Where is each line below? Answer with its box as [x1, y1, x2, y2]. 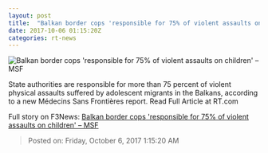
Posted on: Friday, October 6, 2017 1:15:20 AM [27, 136, 179, 146]
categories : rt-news [8, 33, 77, 42]
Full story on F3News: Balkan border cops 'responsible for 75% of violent [8, 112, 250, 122]
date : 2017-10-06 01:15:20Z [8, 26, 102, 34]
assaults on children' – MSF [8, 120, 99, 130]
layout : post [8, 11, 52, 20]
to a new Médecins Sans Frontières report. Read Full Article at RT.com [8, 96, 239, 106]
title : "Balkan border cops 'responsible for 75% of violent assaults [8, 19, 251, 27]
